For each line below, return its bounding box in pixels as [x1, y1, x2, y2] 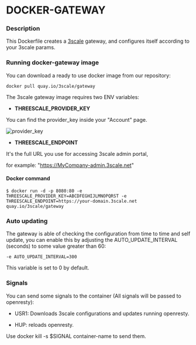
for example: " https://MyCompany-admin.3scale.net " [6, 162, 135, 169]
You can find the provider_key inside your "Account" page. [6, 116, 147, 123]
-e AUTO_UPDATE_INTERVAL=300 [6, 254, 77, 260]
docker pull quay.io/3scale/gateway [6, 83, 95, 89]
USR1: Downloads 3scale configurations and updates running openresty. [14, 310, 190, 317]
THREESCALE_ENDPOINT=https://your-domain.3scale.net [6, 198, 137, 204]
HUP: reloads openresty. [14, 321, 74, 328]
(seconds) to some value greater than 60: [6, 242, 106, 250]
